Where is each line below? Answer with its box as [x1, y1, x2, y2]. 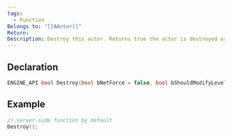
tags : [7, 10, 23, 17]
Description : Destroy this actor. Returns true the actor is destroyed [7, 36, 217, 43]
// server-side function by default [7, 116, 113, 124]
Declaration [7, 61, 59, 73]
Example [7, 98, 46, 110]
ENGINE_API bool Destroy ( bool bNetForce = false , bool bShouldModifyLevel [7, 79, 227, 86]
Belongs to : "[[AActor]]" [7, 23, 81, 30]
